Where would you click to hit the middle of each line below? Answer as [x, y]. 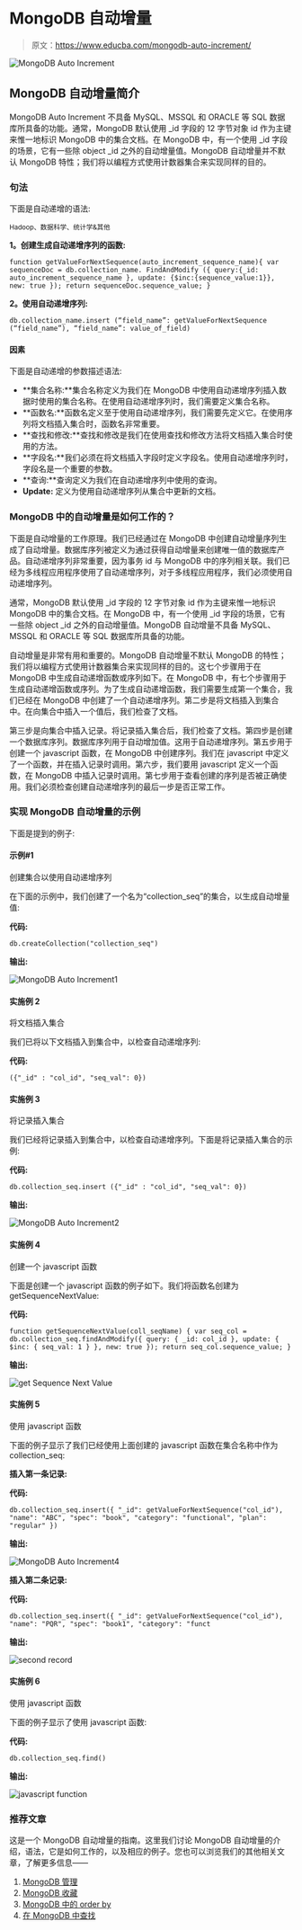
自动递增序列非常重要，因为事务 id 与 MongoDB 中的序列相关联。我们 [154, 560]
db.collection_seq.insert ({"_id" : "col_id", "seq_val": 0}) [128, 1187]
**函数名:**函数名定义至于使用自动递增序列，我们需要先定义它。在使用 [153, 413]
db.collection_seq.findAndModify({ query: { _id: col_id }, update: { [144, 1339]
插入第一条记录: [38, 1473]
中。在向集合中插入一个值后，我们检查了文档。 [96, 711]
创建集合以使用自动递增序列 [61, 877]
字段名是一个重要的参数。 [70, 469]
